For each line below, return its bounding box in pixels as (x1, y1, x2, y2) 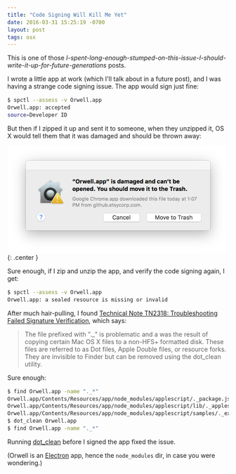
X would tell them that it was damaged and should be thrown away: (7, 131, 202, 140)
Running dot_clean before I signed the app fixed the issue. (7, 437, 176, 446)
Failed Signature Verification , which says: (7, 316, 127, 324)
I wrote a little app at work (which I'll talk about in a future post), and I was (7, 74, 221, 84)
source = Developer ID (7, 112, 68, 119)
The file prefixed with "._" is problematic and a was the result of (24, 330, 209, 338)
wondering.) (7, 459, 43, 467)
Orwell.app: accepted (7, 104, 71, 112)
